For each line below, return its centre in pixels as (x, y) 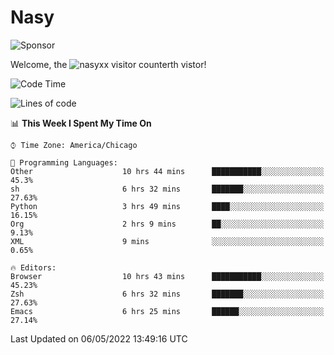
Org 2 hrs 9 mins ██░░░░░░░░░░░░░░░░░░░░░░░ (167, 224)
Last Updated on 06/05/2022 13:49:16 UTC (99, 338)
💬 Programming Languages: (64, 162)
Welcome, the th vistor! (108, 64)
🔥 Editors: (33, 267)
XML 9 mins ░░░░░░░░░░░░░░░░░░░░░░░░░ (167, 241)
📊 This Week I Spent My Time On (81, 123)
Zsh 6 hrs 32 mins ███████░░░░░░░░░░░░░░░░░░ (167, 294)
